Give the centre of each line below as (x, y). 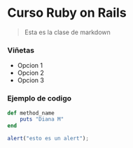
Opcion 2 (30, 73)
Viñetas (21, 50)
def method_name (31, 113)
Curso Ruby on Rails (67, 13)
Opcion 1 (30, 66)
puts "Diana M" (42, 119)
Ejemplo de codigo (40, 98)
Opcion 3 (30, 80)
